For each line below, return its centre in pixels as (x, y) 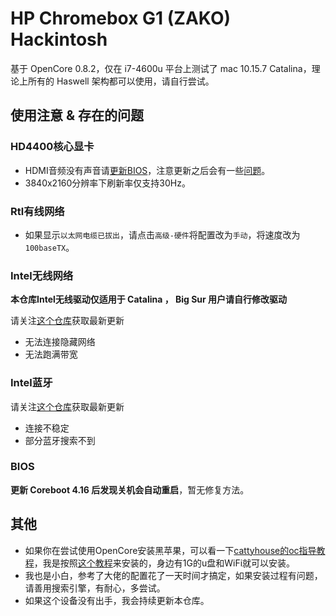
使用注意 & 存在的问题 (77, 115)
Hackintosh (59, 39)
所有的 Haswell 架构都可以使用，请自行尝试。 (121, 81)
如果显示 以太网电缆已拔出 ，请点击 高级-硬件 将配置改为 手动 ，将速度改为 (162, 234)
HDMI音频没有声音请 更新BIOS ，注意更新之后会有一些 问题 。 (147, 170)
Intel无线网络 (42, 275)
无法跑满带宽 (51, 354)
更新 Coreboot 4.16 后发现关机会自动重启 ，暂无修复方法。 (130, 489)
